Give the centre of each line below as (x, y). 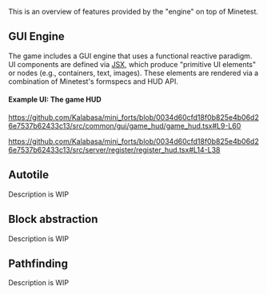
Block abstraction (53, 219)
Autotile (29, 175)
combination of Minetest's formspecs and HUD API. (93, 81)
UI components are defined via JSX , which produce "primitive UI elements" (132, 64)
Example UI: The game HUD (55, 100)
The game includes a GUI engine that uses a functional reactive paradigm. (130, 56)
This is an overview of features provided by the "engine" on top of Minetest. (133, 12)
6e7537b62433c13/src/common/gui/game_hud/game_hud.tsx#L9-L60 (125, 126)
